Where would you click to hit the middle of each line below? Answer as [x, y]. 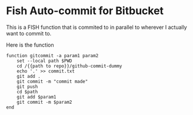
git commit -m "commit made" [52, 81]
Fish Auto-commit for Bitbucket [85, 11]
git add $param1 [37, 97]
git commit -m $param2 [44, 102]
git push [27, 87]
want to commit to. [29, 33]
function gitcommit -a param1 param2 [52, 55]
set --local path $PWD [44, 61]
